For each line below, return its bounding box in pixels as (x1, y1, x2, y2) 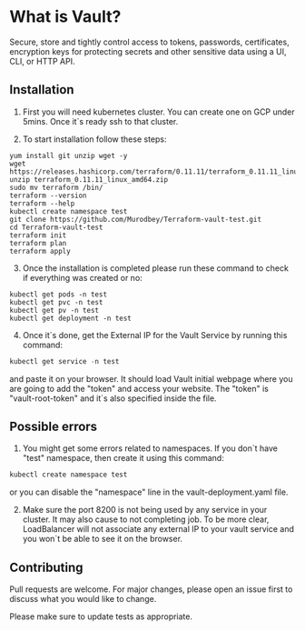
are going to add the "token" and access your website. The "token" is (9, 383, 270, 394)
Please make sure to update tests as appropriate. (9, 611, 193, 622)
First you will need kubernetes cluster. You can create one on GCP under (22, 106, 295, 117)
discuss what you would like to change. (9, 594, 157, 605)
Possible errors (9, 419, 98, 435)
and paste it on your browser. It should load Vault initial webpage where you (9, 373, 293, 384)
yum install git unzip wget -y (9, 151, 128, 160)
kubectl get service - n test (9, 356, 120, 366)
